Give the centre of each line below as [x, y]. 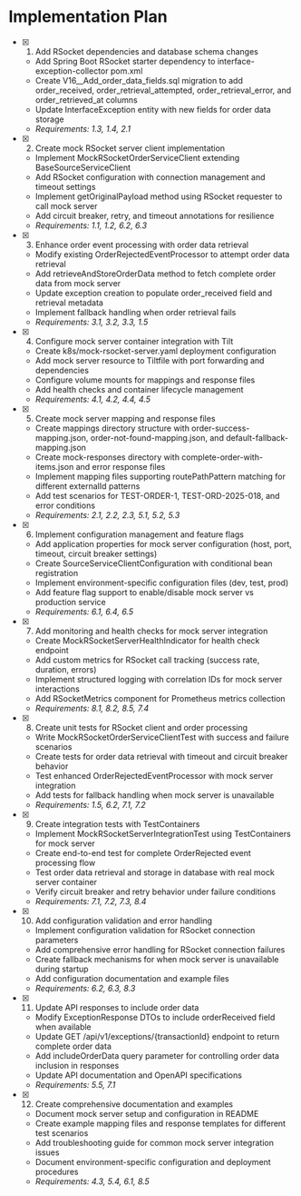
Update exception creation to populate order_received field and [154, 293]
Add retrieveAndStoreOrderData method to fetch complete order [155, 274]
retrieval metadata [69, 303]
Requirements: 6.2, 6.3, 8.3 [85, 988]
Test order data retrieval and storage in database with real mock [155, 872]
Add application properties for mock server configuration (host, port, [163, 543]
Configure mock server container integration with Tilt [134, 341]
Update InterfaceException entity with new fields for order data [153, 109]
